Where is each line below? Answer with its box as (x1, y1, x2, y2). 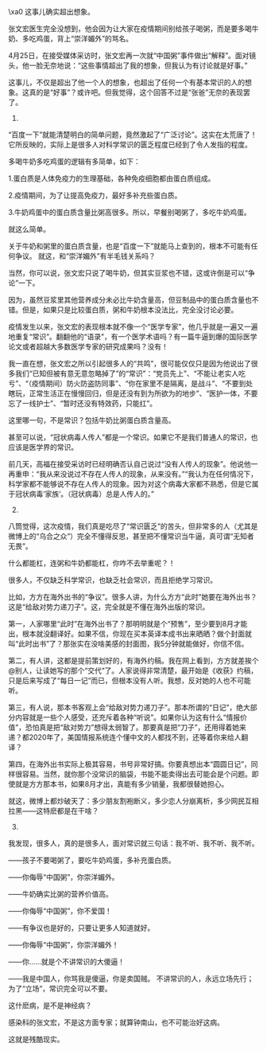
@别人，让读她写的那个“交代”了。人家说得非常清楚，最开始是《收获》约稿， (8, 666, 258, 675)
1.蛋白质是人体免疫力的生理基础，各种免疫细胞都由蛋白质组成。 (8, 174, 215, 183)
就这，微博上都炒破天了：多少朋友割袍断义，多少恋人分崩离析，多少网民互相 (8, 796, 259, 806)
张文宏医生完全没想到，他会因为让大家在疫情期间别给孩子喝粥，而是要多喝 (8, 24, 252, 33)
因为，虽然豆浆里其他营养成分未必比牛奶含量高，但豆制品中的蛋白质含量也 (8, 295, 252, 304)
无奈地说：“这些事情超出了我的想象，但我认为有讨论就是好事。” (42, 61, 248, 70)
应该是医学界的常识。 (8, 443, 78, 451)
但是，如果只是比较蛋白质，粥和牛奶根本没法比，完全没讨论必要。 (21, 305, 238, 315)
